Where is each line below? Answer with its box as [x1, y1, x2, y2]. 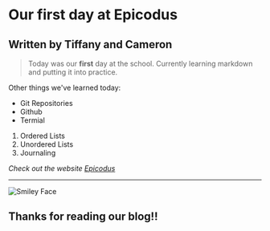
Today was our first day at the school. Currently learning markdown [27, 59, 253, 68]
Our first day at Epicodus [8, 6, 178, 24]
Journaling [19, 148, 56, 157]
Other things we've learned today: [8, 83, 121, 92]
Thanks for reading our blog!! [8, 210, 158, 224]
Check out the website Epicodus [8, 164, 116, 173]
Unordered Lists [19, 140, 74, 149]
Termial [19, 115, 46, 125]
